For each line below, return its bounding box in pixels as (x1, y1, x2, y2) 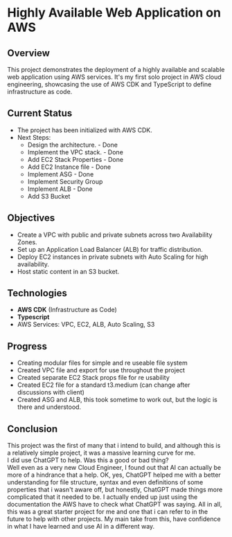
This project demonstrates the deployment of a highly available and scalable (7, 66, 225, 73)
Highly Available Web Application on (7, 5, 222, 21)
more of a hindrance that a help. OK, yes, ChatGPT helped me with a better (7, 471, 222, 479)
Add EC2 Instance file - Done (27, 163, 111, 171)
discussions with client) (17, 388, 85, 397)
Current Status (7, 107, 73, 119)
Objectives (7, 212, 55, 224)
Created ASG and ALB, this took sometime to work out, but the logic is (17, 396, 218, 404)
